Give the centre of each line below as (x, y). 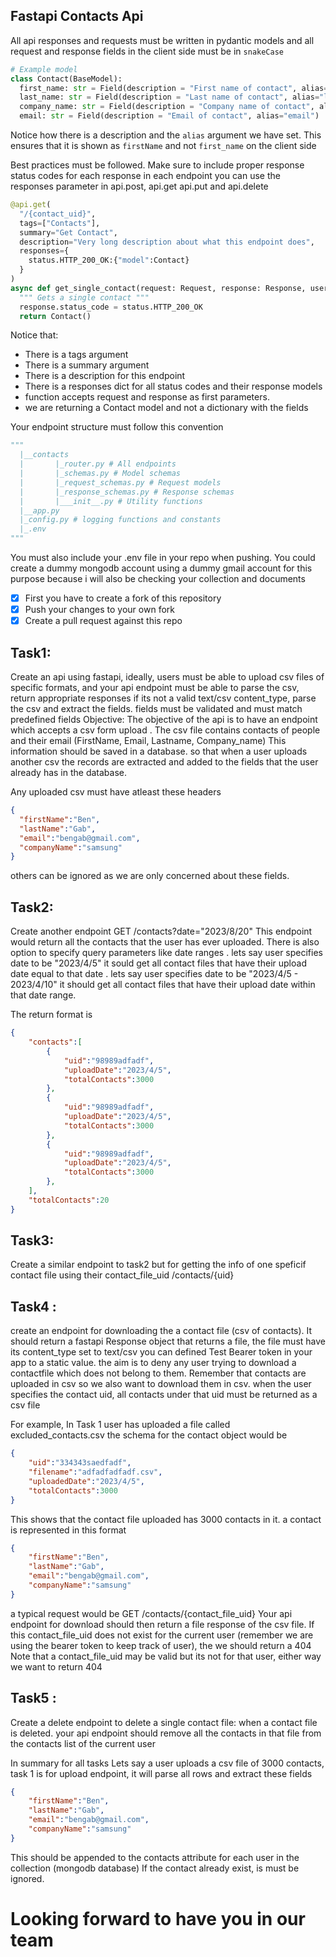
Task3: (32, 1240)
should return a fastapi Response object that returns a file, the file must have (168, 1341)
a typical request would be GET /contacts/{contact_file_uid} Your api (151, 1613)
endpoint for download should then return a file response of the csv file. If (162, 1624)
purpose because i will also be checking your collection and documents (158, 579)
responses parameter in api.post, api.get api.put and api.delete (139, 186)
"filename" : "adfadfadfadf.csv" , (95, 1472)
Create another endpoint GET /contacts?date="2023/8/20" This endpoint (161, 931)
